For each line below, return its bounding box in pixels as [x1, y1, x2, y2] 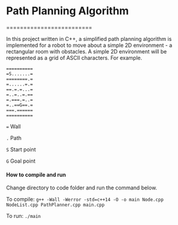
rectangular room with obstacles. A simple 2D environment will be [6, 47, 167, 55]
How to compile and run [6, 171, 66, 178]
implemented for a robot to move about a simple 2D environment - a [6, 42, 173, 49]
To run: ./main [6, 213, 42, 220]
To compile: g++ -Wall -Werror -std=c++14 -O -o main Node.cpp [6, 196, 164, 203]
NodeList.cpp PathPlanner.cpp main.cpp [6, 202, 105, 208]
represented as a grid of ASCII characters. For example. [6, 54, 142, 61]
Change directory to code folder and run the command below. [6, 184, 157, 191]
